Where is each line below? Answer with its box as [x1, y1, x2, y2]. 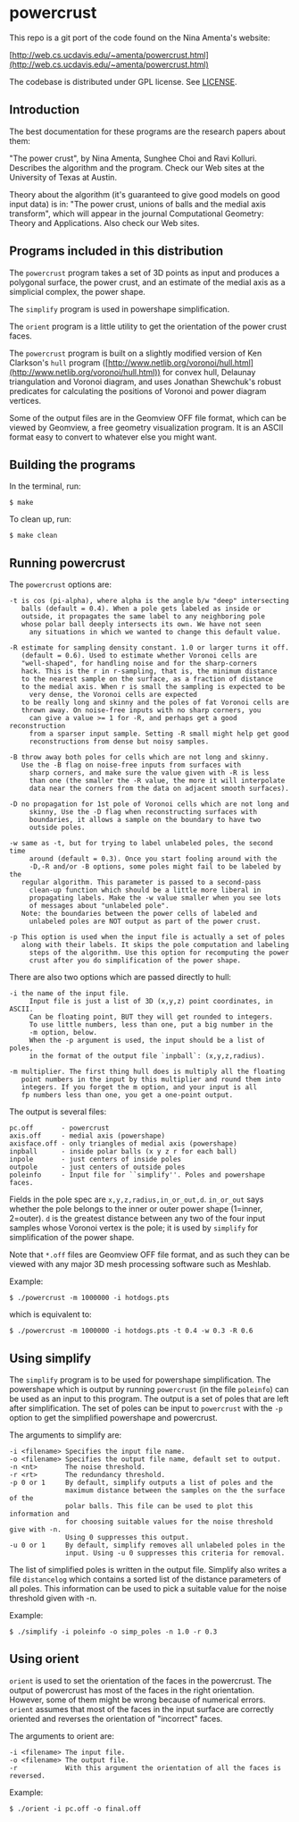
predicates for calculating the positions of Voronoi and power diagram [9, 385, 267, 396]
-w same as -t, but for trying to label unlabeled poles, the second [9, 839, 274, 848]
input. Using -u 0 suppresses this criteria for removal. [65, 1549, 286, 1558]
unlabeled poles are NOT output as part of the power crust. [29, 917, 262, 927]
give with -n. [9, 1525, 62, 1534]
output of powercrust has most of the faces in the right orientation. [9, 1684, 255, 1695]
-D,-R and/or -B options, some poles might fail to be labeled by [29, 862, 281, 871]
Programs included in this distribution [9, 244, 224, 259]
